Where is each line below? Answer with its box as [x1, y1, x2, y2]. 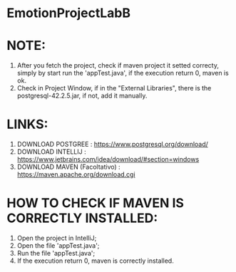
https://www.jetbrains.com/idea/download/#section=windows [16, 155, 200, 164]
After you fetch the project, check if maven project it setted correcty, [16, 61, 219, 70]
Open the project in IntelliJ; [16, 234, 97, 242]
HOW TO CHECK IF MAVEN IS [6, 195, 185, 211]
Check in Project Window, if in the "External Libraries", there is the [16, 84, 212, 93]
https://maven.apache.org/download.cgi [16, 170, 136, 179]
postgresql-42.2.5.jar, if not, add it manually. [16, 91, 148, 100]
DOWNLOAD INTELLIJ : [16, 147, 86, 156]
